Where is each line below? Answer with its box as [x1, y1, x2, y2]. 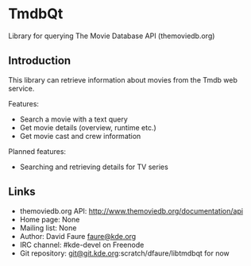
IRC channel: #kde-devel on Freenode [19, 240, 145, 249]
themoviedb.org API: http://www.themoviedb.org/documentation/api [19, 206, 244, 215]
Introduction [8, 54, 71, 67]
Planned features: [8, 146, 66, 156]
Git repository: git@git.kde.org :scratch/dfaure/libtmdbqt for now [19, 248, 230, 258]
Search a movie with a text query [19, 114, 129, 124]
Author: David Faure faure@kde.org [19, 231, 137, 241]
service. [8, 83, 35, 93]
